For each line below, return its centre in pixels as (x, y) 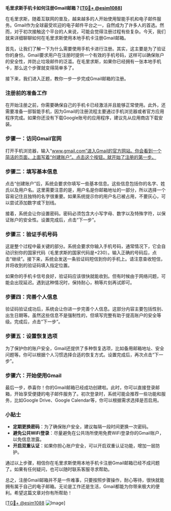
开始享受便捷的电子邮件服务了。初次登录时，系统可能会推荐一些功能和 (88, 394)
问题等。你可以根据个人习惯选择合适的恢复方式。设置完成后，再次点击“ (80, 354)
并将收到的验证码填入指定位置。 (39, 265)
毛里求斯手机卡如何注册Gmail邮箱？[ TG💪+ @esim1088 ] (64, 8)
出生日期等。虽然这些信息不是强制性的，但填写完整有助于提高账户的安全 (81, 316)
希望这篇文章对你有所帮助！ (43, 493)
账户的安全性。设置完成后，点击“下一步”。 (54, 220)
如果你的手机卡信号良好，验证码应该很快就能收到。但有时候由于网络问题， (83, 276)
